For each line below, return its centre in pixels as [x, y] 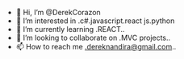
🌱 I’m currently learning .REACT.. [70, 29]
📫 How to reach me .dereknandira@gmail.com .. [96, 47]
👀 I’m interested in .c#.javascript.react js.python [95, 21]
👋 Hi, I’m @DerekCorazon [58, 12]
